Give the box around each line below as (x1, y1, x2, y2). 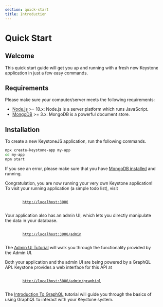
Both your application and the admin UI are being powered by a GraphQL (5, 259, 151, 265)
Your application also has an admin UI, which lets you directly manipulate (5, 212, 151, 218)
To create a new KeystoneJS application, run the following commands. (5, 138, 146, 144)
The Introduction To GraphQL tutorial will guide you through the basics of (5, 291, 152, 297)
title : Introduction (5, 12, 47, 17)
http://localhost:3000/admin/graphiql (22, 278, 101, 283)
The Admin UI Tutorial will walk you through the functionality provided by (5, 244, 151, 250)
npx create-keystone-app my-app (5, 148, 71, 153)
